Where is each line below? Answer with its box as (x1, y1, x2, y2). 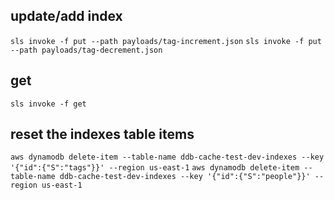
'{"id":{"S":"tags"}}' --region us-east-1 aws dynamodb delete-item (10, 163, 300, 173)
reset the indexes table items (10, 126, 195, 143)
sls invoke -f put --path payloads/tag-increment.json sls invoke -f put (10, 36, 322, 46)
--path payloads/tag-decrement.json (10, 45, 163, 55)
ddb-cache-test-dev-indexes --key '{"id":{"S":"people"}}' (59, 172, 311, 182)
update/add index (10, 8, 123, 25)
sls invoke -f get (10, 99, 87, 109)
